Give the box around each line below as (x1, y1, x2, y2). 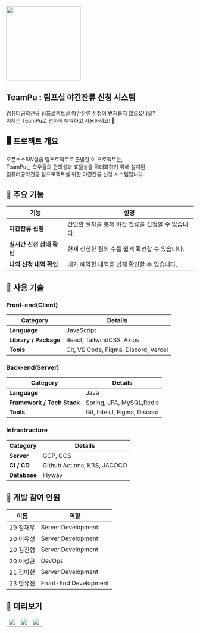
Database (9, 470, 37, 479)
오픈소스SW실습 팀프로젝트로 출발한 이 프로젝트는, (6, 155, 123, 163)
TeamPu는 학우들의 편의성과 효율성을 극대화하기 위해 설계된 (6, 163, 146, 170)
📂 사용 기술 (6, 282, 45, 292)
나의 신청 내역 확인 (9, 260, 58, 269)
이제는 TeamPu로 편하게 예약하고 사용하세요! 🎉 (6, 117, 115, 124)
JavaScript (66, 326, 96, 335)
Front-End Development (40, 579, 109, 587)
